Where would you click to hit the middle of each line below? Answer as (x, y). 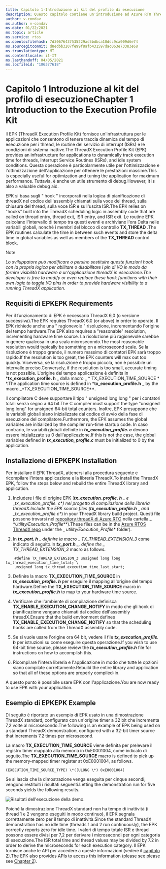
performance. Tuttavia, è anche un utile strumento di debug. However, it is (80, 181)
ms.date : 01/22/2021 (27, 28)
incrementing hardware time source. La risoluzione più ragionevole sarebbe (82, 336)
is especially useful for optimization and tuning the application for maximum (83, 176)
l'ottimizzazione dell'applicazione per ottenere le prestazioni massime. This (81, 171)
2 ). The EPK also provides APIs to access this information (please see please (83, 856)
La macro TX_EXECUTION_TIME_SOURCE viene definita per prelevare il (79, 745)
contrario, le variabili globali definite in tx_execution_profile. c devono (77, 429)
